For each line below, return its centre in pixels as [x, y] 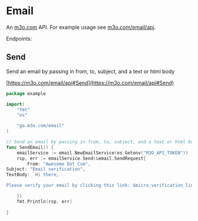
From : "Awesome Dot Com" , [59, 164]
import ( [16, 104]
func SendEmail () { [30, 147]
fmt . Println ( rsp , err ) [44, 202]
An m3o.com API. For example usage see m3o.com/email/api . [81, 27]
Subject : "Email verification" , [46, 169]
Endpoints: [19, 38]
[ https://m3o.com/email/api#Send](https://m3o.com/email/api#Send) [90, 83]
